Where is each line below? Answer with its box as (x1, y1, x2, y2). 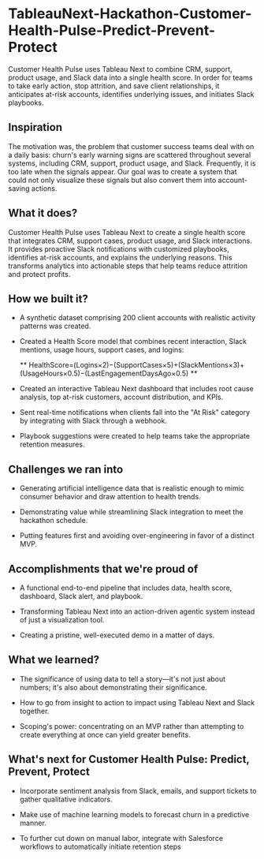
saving (8, 183, 30, 193)
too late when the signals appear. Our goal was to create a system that (8, 166, 237, 176)
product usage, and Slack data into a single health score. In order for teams (8, 73, 254, 82)
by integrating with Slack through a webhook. (19, 416, 168, 426)
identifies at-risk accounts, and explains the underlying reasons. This (8, 252, 232, 262)
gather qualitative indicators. (19, 794, 113, 804)
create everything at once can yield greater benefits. (19, 730, 191, 739)
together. (19, 706, 50, 715)
